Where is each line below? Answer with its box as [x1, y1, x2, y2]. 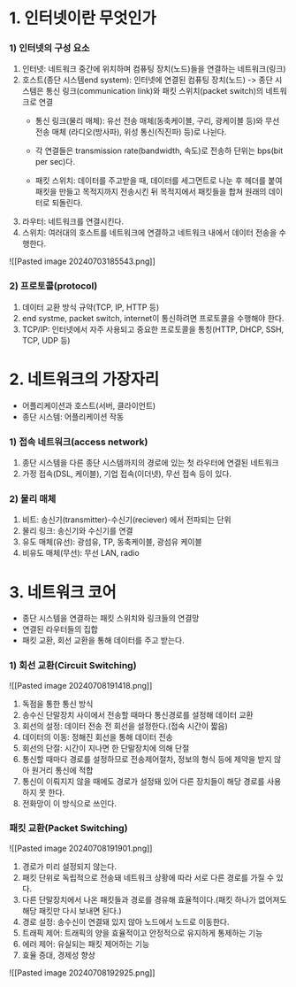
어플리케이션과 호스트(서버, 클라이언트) [21, 400, 156, 411]
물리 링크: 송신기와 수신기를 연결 [21, 526, 133, 536]
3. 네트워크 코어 [9, 582, 117, 602]
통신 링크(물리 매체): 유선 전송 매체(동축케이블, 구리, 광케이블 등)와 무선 [34, 116, 280, 127]
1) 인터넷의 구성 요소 [9, 42, 90, 54]
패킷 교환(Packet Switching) [9, 822, 128, 835]
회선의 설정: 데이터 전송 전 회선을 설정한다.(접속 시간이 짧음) [21, 721, 228, 731]
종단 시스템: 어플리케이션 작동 [21, 411, 125, 421]
